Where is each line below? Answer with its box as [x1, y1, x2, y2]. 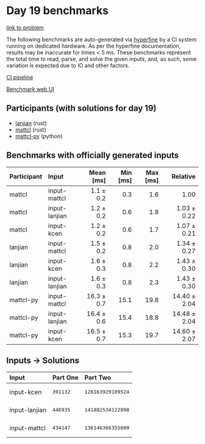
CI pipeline [6, 73, 34, 81]
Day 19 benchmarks [6, 4, 109, 18]
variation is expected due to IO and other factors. [6, 62, 130, 69]
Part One [52, 374, 79, 382]
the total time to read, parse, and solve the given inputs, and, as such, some [6, 55, 197, 62]
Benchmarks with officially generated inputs [6, 150, 179, 161]
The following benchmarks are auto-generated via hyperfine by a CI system [6, 35, 197, 43]
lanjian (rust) [15, 119, 47, 127]
